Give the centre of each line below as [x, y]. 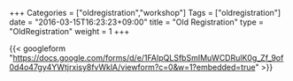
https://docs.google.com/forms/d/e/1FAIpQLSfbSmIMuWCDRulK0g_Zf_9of [148, 58]
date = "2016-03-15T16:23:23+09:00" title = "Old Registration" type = [136, 22]
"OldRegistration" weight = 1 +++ [69, 31]
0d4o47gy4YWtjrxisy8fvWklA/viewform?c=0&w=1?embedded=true [132, 67]
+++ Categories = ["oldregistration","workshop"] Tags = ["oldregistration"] [145, 13]
